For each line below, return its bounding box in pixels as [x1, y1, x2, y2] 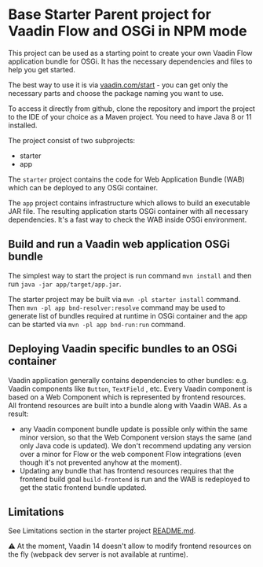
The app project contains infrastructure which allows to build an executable [8, 198, 250, 208]
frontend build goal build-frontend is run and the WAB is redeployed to [19, 474, 250, 484]
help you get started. [8, 64, 76, 74]
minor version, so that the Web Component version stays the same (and [19, 433, 253, 442]
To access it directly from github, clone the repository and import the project [8, 104, 255, 113]
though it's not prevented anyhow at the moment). [19, 458, 182, 467]
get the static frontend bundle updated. [19, 482, 147, 492]
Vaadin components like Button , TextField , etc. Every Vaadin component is [8, 384, 253, 393]
